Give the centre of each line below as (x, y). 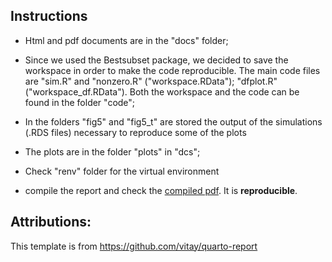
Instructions (49, 16)
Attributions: (51, 222)
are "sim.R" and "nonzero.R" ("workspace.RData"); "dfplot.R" (151, 81)
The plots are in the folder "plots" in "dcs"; (112, 151)
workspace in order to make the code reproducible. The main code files (172, 70)
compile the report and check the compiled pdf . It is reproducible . (161, 190)
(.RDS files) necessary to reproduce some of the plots (135, 132)
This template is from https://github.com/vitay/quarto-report (134, 246)
